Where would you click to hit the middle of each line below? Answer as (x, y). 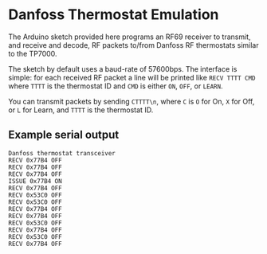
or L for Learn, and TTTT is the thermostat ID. (81, 110)
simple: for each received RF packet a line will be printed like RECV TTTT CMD (132, 77)
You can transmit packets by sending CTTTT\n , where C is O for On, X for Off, (132, 101)
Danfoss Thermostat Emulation (114, 15)
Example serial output (64, 135)
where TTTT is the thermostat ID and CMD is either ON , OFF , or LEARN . (116, 86)
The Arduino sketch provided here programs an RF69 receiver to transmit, (130, 37)
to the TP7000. (33, 53)
